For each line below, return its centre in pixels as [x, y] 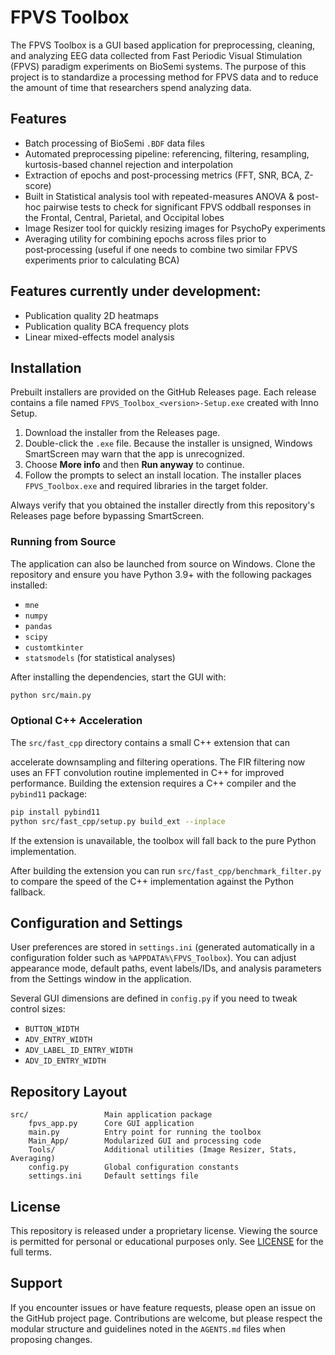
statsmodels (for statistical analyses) [100, 657]
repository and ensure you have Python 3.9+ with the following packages [161, 574]
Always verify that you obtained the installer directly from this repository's [162, 505]
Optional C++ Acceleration [76, 721]
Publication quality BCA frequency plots [107, 326]
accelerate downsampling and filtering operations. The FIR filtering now [158, 762]
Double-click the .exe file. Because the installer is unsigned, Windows [168, 443]
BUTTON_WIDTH [52, 1029]
